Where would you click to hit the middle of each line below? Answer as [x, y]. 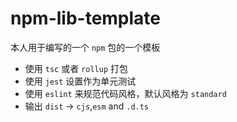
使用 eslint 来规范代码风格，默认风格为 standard [125, 93]
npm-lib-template [86, 18]
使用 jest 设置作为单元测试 [80, 81]
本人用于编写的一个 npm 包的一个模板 [85, 47]
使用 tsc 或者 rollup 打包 [76, 68]
